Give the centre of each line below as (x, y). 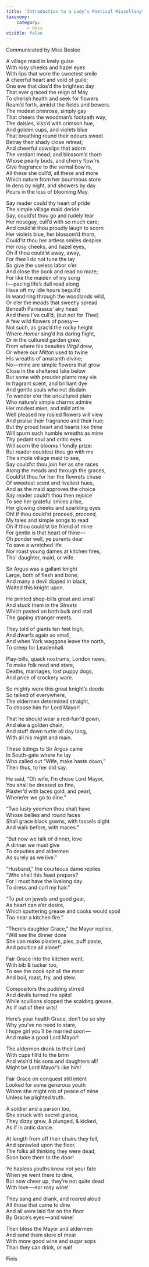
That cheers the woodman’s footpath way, (56, 117)
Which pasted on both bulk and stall (49, 612)
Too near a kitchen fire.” (35, 918)
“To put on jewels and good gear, (46, 899)
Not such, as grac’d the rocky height (49, 328)
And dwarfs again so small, (38, 635)
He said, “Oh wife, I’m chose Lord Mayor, (55, 779)
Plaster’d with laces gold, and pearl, (49, 791)
